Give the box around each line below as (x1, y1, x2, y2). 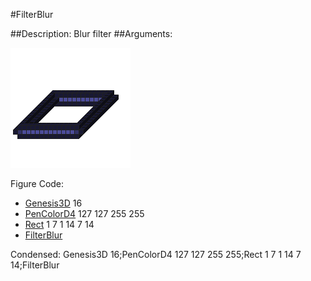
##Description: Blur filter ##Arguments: (10, 28, 173, 39)
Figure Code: (10, 178, 65, 189)
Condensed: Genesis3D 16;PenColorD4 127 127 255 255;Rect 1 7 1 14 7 (10, 249, 302, 260)
